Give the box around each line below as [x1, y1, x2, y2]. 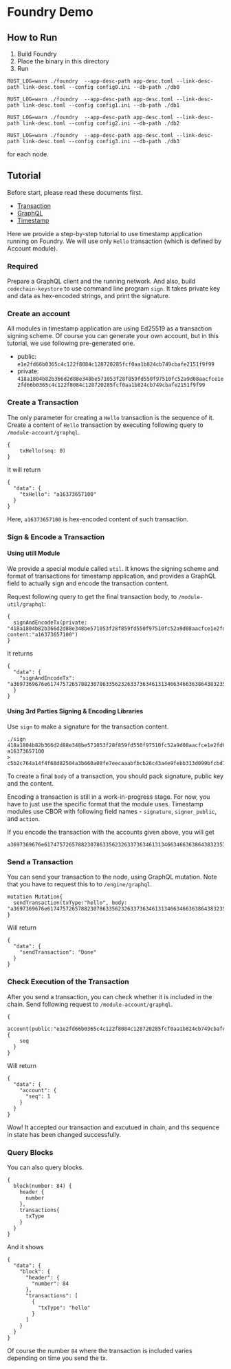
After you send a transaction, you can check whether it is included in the [7, 992, 212, 1001]
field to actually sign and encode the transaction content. [7, 579, 169, 587]
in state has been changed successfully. [7, 1130, 122, 1138]
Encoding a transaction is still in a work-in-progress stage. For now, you [7, 793, 210, 801]
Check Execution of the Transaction [7, 977, 129, 987]
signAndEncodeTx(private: [13, 619, 88, 626]
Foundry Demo [7, 4, 94, 20]
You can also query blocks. [7, 1163, 84, 1171]
